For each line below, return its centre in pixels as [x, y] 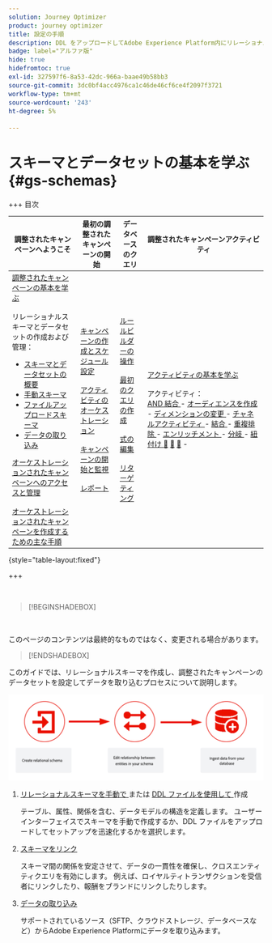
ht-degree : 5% [32, 111]
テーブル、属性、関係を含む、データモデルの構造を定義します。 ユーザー [141, 811]
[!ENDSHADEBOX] [59, 656]
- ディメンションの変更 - [189, 414]
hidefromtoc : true [39, 69]
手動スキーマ [45, 394]
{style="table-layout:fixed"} [55, 560]
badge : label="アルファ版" [51, 51]
